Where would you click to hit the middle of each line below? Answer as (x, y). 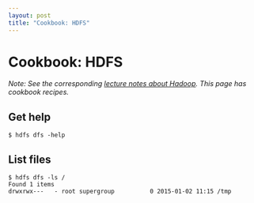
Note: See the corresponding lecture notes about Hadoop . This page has (127, 84)
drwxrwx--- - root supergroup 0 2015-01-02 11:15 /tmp (120, 192)
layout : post (30, 15)
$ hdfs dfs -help (37, 135)
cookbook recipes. (39, 92)
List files (30, 159)
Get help (30, 117)
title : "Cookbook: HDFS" (49, 23)
